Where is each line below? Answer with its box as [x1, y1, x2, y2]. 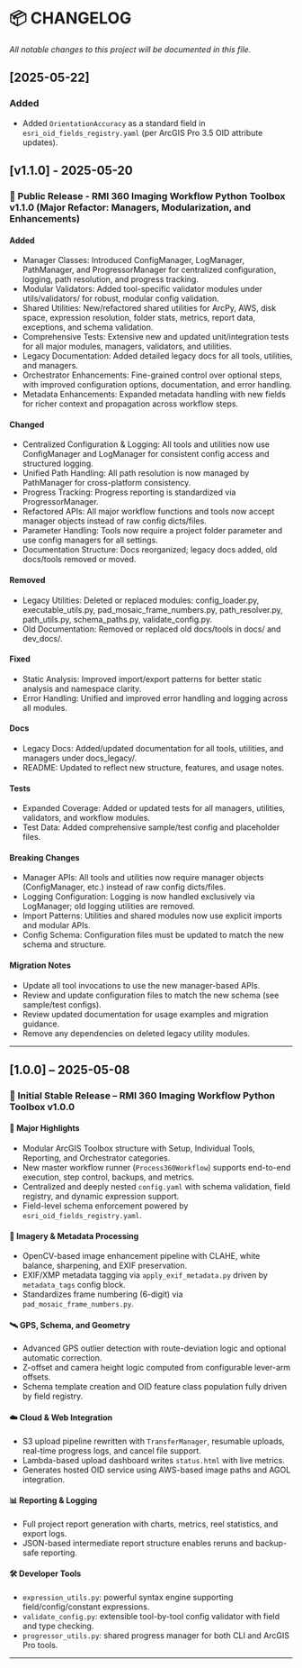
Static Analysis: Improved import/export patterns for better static [22, 673, 262, 684]
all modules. [22, 702, 67, 713]
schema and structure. [22, 939, 106, 950]
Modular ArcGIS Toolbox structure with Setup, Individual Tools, [22, 1143, 255, 1154]
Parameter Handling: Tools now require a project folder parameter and [22, 525, 283, 536]
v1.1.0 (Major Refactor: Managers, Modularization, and [9, 201, 252, 214]
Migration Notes [9, 960, 72, 971]
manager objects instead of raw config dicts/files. [22, 515, 207, 526]
